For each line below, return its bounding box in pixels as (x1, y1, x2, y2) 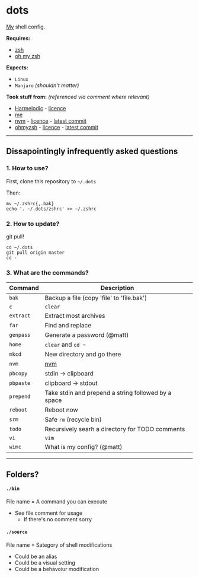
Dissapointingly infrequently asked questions (6, 146, 178, 157)
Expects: (6, 63, 28, 71)
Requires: (6, 34, 31, 42)
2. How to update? (6, 219, 60, 228)
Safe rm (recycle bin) (44, 416, 102, 424)
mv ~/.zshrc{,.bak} (6, 200, 54, 206)
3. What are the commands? (6, 268, 89, 276)
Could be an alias (14, 553, 57, 560)
